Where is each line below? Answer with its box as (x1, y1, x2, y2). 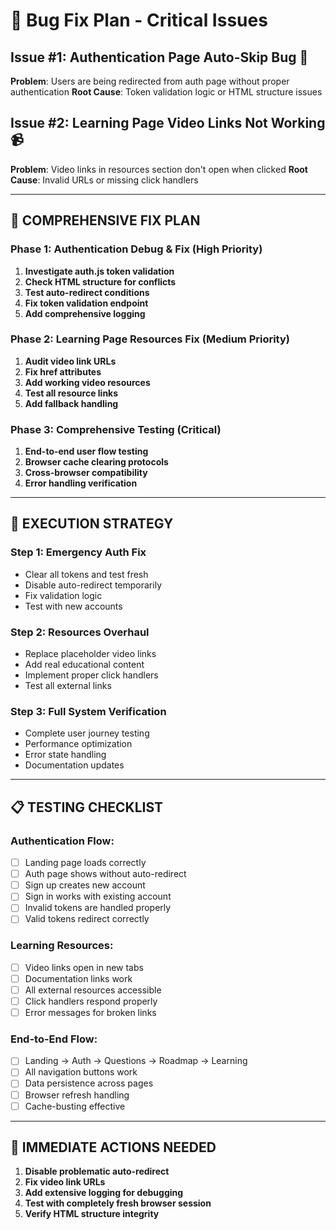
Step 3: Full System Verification (10, 705, 167, 718)
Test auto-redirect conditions (24, 286, 150, 298)
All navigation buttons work (24, 1066, 138, 1078)
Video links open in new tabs (24, 961, 144, 973)
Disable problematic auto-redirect (24, 1165, 170, 1178)
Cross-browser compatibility (24, 467, 148, 479)
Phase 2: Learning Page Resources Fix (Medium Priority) (10, 332, 290, 346)
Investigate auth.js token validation (24, 265, 175, 277)
